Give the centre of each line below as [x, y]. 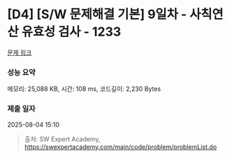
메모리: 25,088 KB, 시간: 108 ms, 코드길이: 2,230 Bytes [84, 89]
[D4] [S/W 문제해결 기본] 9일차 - [97, 14]
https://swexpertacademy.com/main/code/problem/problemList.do [121, 147]
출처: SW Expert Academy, [62, 139]
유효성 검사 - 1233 [71, 32]
